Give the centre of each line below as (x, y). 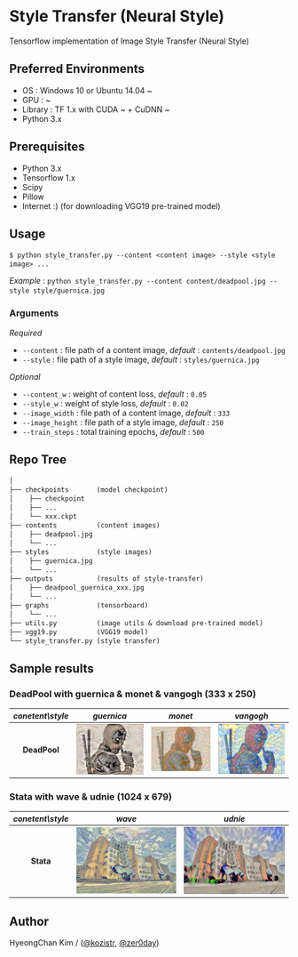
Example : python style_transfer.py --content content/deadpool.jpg (137, 281)
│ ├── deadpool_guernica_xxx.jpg (77, 588)
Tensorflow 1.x (48, 177)
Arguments (34, 313)
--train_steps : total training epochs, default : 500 (113, 431)
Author (29, 921)
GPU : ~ (36, 100)
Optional (25, 376)
